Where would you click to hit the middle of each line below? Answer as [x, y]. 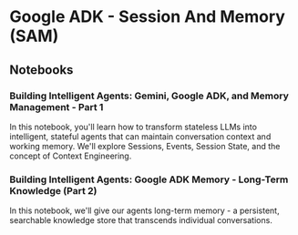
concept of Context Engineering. [71, 156]
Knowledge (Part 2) [53, 190]
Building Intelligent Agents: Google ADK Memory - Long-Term [149, 179]
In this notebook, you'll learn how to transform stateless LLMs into [134, 127]
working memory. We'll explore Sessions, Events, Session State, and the [145, 146]
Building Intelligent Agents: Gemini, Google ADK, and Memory [149, 96]
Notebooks [41, 70]
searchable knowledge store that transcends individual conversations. [141, 220]
